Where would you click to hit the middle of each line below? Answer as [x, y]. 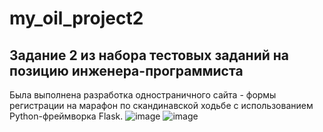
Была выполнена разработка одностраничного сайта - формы [143, 95]
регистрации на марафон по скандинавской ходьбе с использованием [161, 105]
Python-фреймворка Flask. [66, 116]
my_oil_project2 [76, 18]
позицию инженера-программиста [126, 70]
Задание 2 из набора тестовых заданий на [149, 55]
